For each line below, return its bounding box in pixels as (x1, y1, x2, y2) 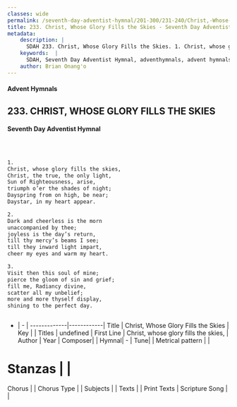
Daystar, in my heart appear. (7, 198, 97, 205)
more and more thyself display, (7, 296, 102, 303)
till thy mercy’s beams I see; (7, 237, 99, 244)
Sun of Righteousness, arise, (7, 178, 97, 186)
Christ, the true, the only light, (7, 172, 112, 179)
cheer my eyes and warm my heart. (7, 250, 109, 257)
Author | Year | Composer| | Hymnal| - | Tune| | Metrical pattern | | (17, 336, 210, 345)
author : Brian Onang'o (20, 63, 87, 70)
